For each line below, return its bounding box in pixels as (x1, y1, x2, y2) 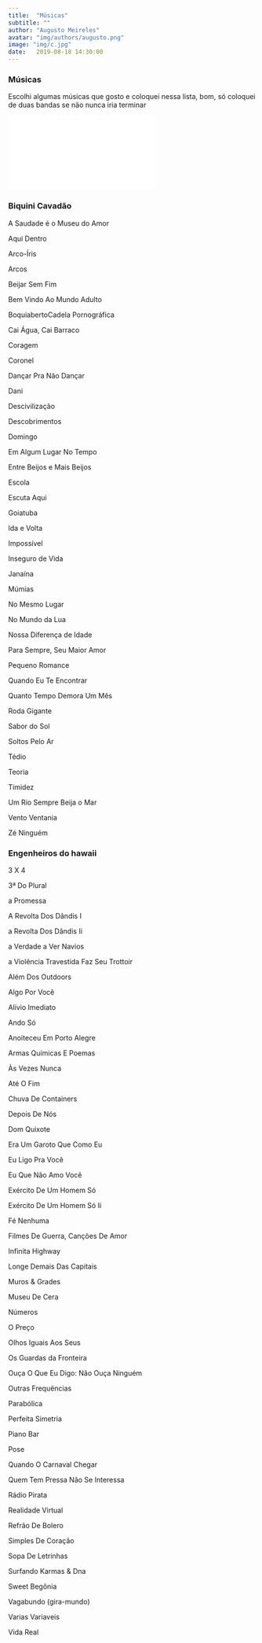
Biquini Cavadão (8, 201, 72, 212)
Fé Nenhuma (8, 1216, 49, 1225)
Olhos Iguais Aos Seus (8, 1338, 81, 1347)
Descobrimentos (8, 416, 62, 425)
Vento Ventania (8, 812, 57, 822)
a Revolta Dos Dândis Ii (8, 926, 83, 936)
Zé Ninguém (8, 827, 49, 838)
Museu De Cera (8, 1291, 59, 1302)
